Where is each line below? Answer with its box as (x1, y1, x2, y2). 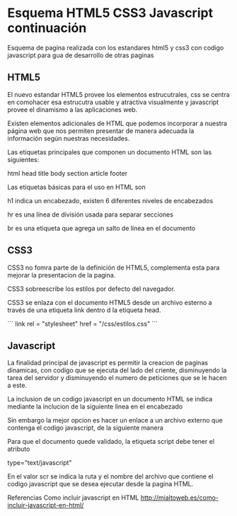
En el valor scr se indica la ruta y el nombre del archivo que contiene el (7, 472, 214, 481)
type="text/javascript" (7, 459, 72, 467)
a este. (7, 381, 27, 390)
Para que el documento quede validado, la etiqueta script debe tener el (7, 437, 214, 446)
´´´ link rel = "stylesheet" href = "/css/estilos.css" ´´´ (7, 319, 158, 328)
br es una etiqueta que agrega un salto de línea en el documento (7, 224, 196, 232)
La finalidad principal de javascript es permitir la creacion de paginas (7, 359, 209, 367)
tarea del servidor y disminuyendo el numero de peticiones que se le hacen (7, 374, 227, 382)
